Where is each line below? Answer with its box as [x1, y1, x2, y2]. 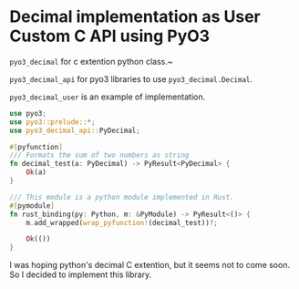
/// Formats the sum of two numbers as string [9, 150, 190, 160]
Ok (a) [26, 168, 47, 177]
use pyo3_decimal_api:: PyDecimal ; [9, 126, 141, 135]
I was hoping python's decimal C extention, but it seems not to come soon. [9, 260, 290, 271]
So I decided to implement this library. [9, 269, 152, 280]
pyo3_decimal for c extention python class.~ [9, 56, 173, 67]
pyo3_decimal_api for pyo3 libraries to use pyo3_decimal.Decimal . [9, 73, 253, 84]
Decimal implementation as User [9, 6, 262, 27]
